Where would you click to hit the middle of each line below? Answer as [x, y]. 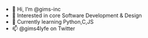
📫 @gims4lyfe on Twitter [43, 28]
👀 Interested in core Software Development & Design [77, 15]
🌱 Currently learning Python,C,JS [53, 22]
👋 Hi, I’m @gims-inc [36, 9]
